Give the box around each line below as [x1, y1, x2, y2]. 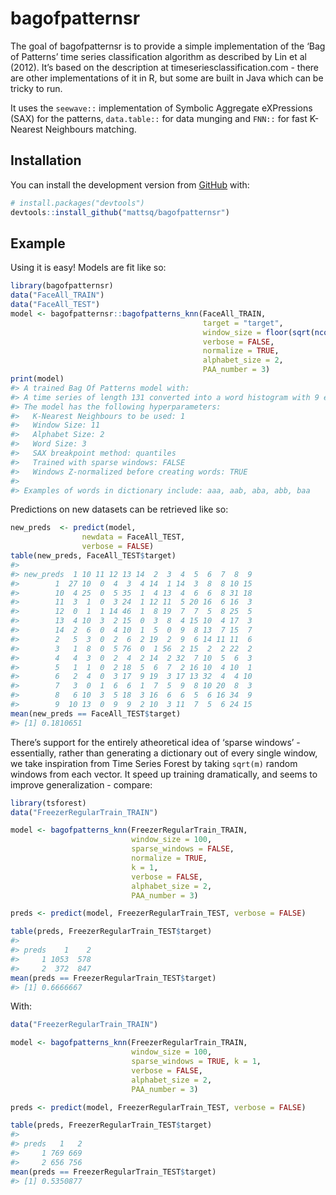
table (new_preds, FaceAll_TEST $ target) [10, 551, 177, 561]
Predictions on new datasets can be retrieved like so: [10, 503, 229, 516]
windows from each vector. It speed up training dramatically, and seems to [10, 768, 318, 780]
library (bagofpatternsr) [10, 281, 114, 291]
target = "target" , [202, 318, 284, 328]
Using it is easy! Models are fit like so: [10, 262, 167, 274]
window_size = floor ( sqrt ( [202, 327, 315, 337]
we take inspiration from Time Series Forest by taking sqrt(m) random [10, 757, 298, 769]
